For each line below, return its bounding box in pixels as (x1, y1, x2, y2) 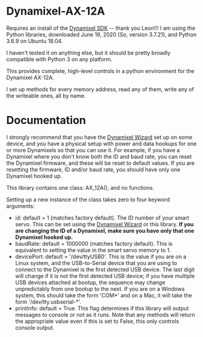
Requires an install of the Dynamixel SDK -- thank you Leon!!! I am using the (6, 24, 196, 32)
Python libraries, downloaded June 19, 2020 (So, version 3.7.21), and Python (6, 30, 197, 38)
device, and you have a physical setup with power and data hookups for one (6, 140, 197, 147)
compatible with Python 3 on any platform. (6, 55, 113, 63)
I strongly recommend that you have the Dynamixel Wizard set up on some (6, 133, 193, 141)
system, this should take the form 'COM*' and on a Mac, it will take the (15, 291, 192, 299)
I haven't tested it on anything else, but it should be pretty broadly (6, 49, 171, 56)
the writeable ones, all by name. (6, 92, 86, 99)
